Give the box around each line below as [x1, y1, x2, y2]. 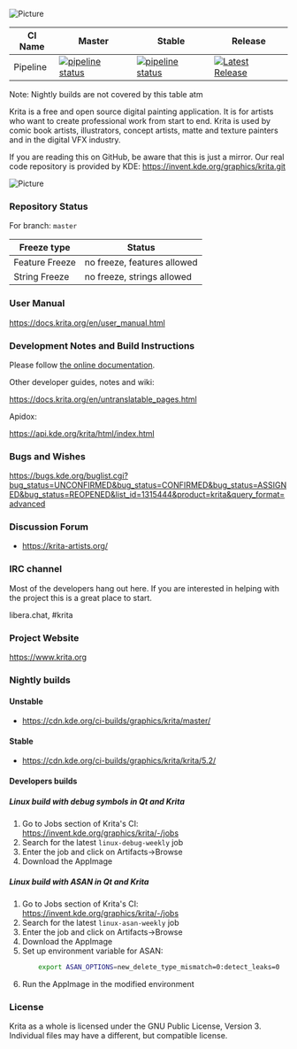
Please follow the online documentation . [9, 359, 156, 370]
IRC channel [9, 563, 63, 575]
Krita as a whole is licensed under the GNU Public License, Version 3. [9, 1021, 262, 1031]
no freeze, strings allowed [84, 271, 193, 283]
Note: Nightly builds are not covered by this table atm [9, 89, 203, 99]
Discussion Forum [9, 521, 89, 533]
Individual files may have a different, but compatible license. [9, 1030, 228, 1041]
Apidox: [9, 411, 37, 421]
